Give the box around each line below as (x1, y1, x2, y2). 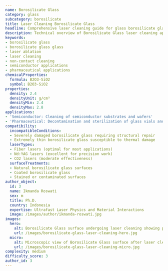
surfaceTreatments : (9, 160, 50, 165)
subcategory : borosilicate (5, 16, 61, 21)
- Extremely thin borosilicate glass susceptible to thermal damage (9, 137, 155, 142)
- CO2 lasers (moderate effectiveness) (9, 156, 93, 161)
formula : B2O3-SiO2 (9, 77, 50, 82)
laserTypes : (9, 142, 35, 147)
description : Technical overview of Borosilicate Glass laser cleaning (5, 30, 157, 35)
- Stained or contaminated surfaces (9, 174, 86, 180)
